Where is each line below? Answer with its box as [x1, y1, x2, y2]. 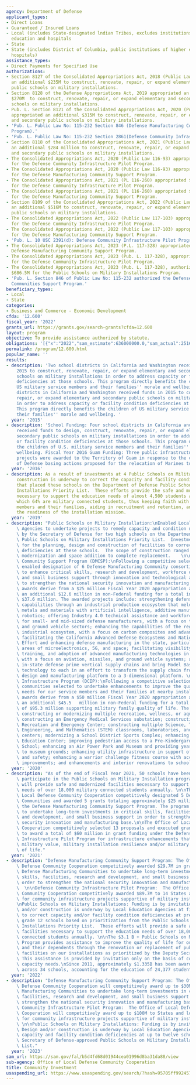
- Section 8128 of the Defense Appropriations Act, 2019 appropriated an [6, 90, 190, 96]
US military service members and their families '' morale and [16, 384, 171, 390]
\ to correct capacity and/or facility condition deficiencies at [16, 912, 181, 918]
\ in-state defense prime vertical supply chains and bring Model [16, 662, 181, 668]
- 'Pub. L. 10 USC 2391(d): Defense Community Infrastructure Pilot [6, 237, 176, 243]
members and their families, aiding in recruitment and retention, [16, 504, 184, 510]
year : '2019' [11, 515, 43, 521]
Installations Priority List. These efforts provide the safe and [16, 487, 184, 494]
